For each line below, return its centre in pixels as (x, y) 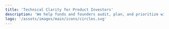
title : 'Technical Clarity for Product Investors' (59, 10)
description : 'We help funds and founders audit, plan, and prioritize (82, 14)
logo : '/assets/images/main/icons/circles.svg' (56, 19)
